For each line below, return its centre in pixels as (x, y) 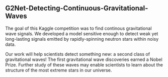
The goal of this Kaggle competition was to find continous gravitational (78, 28)
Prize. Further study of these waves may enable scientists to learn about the (84, 64)
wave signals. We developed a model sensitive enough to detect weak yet (82, 33)
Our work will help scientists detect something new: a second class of (77, 54)
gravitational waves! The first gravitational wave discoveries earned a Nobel (84, 59)
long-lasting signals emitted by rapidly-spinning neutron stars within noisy (82, 39)
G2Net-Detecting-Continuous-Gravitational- (77, 8)
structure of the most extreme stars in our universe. (59, 70)
